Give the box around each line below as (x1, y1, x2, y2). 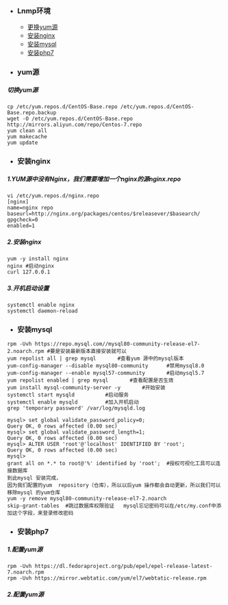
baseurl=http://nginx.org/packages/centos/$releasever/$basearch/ (7, 210, 201, 217)
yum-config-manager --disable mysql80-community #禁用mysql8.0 (7, 362, 205, 369)
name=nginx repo (7, 204, 53, 212)
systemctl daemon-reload (7, 308, 78, 314)
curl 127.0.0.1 (7, 269, 51, 275)
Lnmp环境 (16, 5, 51, 15)
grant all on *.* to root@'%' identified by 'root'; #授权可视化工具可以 (7, 460, 216, 467)
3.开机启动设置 (7, 284, 49, 292)
